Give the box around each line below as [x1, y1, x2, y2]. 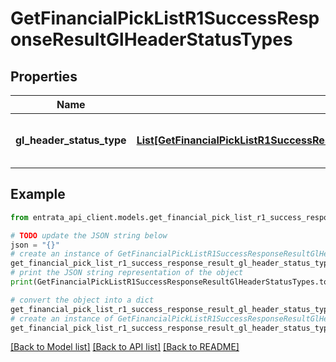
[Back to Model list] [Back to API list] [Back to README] [10, 341, 240, 353]
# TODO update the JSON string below [10, 230, 168, 241]
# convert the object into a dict [10, 295, 155, 305]
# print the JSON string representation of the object [10, 268, 244, 278]
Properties [10, 68, 78, 85]
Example [10, 186, 66, 203]
